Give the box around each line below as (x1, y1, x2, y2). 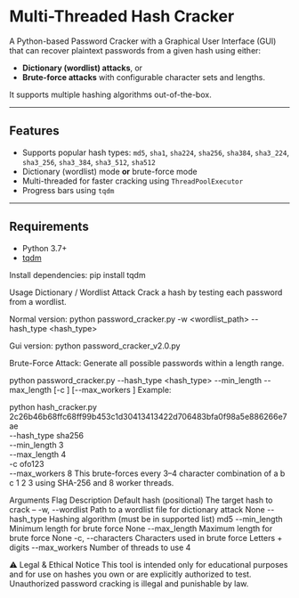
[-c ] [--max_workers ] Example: (53, 384, 172, 395)
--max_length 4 (9, 448, 67, 460)
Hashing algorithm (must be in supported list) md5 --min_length (48, 513, 283, 524)
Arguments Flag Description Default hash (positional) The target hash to (9, 495, 273, 505)
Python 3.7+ (21, 242, 68, 253)
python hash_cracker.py (9, 401, 98, 412)
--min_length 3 (9, 439, 64, 450)
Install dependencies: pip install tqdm (9, 269, 146, 280)
